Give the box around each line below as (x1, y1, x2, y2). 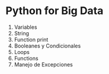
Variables (14, 23, 37, 31)
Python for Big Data (5, 4, 104, 18)
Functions (14, 55, 39, 62)
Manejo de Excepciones (14, 60, 73, 68)
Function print (14, 36, 49, 43)
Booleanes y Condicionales (14, 42, 81, 49)
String (14, 29, 30, 36)
